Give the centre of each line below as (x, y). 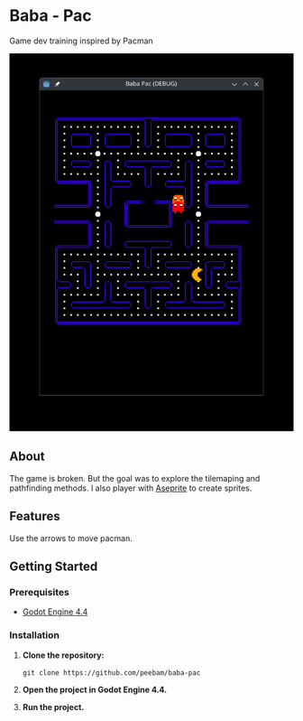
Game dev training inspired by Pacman (81, 41)
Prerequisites (39, 592)
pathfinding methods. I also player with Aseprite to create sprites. (131, 488)
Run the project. (53, 707)
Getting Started (54, 566)
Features (35, 516)
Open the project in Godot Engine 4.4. (95, 689)
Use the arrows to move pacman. (71, 538)
